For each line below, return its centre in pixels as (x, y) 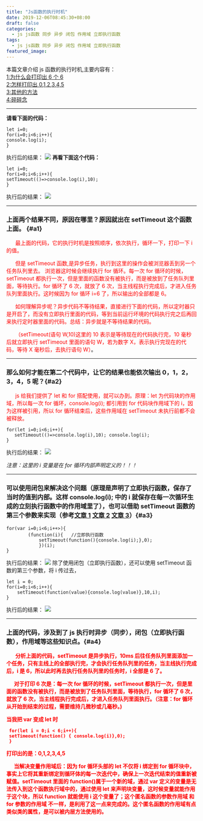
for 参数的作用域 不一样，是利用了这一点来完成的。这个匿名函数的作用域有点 (101, 804)
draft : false (23, 23)
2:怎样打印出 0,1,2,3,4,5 (35, 84)
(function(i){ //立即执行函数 (66, 535)
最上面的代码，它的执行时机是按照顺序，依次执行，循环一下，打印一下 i (104, 243)
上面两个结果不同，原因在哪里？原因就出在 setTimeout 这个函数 (99, 220)
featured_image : (27, 51)
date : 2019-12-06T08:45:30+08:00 (48, 18)
